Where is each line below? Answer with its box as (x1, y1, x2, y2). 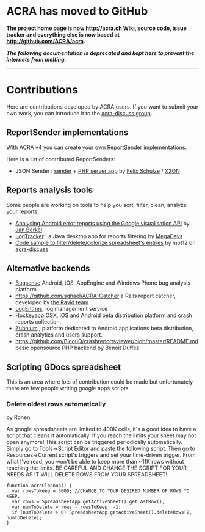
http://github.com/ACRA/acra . (6, 37, 85, 45)
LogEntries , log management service (15, 305, 108, 313)
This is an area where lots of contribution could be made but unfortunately (6, 378, 193, 385)
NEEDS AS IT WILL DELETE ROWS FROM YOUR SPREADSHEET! (6, 471, 168, 478)
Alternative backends (6, 263, 90, 273)
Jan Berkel (15, 226, 43, 233)
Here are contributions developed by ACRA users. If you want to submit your (6, 103, 199, 111)
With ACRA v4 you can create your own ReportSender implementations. (6, 144, 187, 151)
